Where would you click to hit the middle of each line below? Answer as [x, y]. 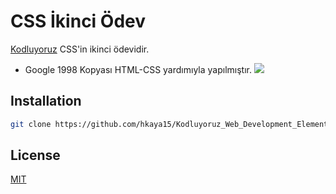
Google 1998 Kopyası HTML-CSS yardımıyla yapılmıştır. [138, 69]
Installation [46, 101]
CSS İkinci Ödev [78, 21]
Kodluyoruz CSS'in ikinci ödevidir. [80, 49]
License [35, 155]
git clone [31, 124]
